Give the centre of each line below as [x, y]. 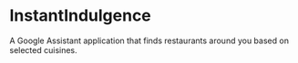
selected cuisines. [43, 49]
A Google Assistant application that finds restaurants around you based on [149, 40]
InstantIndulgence [81, 16]
